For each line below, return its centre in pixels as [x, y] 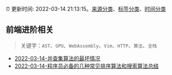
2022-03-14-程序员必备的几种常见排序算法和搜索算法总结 [86, 66]
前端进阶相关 [30, 30]
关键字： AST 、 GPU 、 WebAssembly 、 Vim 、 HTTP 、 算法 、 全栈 [89, 45]
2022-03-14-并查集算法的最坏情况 [57, 58]
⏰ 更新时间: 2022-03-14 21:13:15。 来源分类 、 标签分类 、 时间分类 [86, 9]
